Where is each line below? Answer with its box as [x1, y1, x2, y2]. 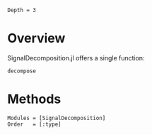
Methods [7, 91, 62, 107]
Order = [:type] [7, 121, 62, 128]
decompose [7, 67, 37, 75]
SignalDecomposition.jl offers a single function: [7, 53, 145, 62]
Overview [7, 31, 66, 46]
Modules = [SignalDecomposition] [7, 114, 106, 121]
